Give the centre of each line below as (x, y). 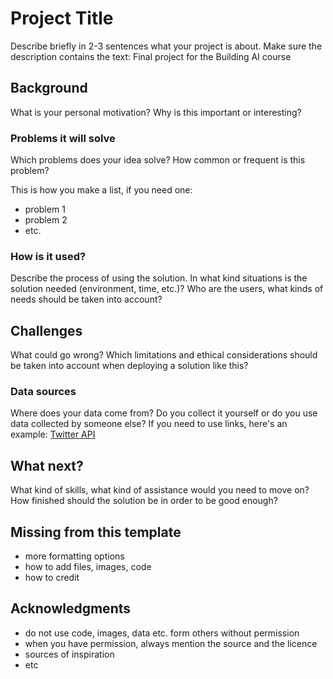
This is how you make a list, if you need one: (101, 190)
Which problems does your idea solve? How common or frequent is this (158, 160)
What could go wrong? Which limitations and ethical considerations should (164, 355)
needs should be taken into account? (86, 299)
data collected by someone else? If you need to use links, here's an (149, 424)
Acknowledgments (71, 608)
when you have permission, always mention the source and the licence (171, 643)
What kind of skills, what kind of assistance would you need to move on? (160, 490)
